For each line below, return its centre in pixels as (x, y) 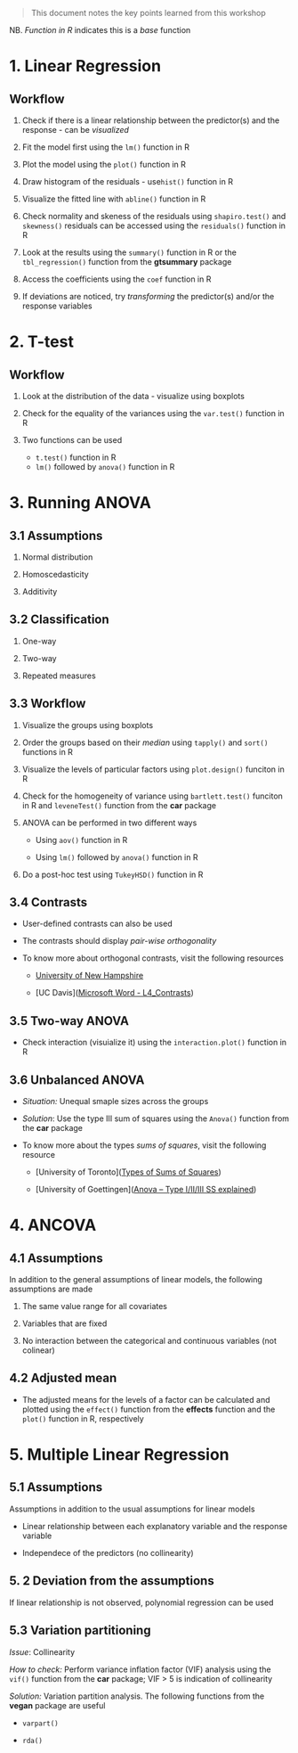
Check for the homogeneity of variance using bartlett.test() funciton (152, 796)
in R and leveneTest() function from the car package (119, 805)
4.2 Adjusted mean (63, 1378)
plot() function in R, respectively (83, 1418)
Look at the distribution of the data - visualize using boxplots (133, 396)
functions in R (48, 751)
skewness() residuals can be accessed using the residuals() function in (154, 225)
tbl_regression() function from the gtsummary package (127, 262)
